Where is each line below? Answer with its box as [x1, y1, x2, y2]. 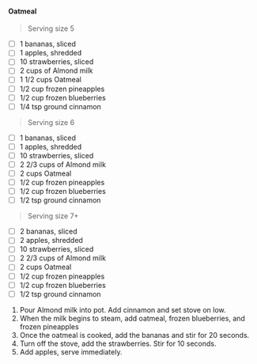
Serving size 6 [27, 117, 75, 127]
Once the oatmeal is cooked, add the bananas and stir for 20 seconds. [19, 330, 250, 339]
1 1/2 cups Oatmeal [19, 75, 81, 85]
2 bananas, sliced [19, 226, 77, 237]
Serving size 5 [27, 24, 75, 33]
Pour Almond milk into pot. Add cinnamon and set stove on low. [19, 305, 227, 314]
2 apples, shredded [19, 236, 83, 245]
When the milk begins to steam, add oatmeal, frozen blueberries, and [19, 313, 245, 323]
